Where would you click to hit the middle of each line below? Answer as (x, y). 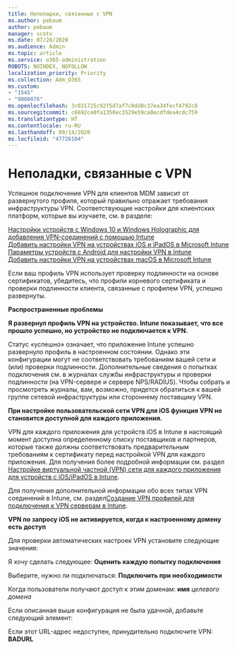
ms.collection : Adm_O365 (44, 80)
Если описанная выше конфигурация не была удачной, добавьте (106, 610)
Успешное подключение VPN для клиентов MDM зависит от (98, 193)
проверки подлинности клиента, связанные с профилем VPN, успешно (115, 288)
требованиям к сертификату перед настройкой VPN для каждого (107, 455)
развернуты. (27, 296)
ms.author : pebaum (35, 21)
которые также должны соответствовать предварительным (99, 447)
